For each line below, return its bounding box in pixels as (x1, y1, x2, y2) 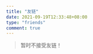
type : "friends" (6, 19, 46, 25)
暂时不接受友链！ (20, 42, 62, 49)
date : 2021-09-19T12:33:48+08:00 (6, 14, 88, 20)
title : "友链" (6, 8, 39, 15)
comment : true (6, 25, 41, 31)
